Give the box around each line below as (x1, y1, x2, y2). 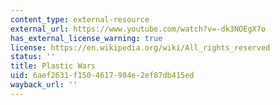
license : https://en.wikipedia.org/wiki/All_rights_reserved (10, 42, 271, 53)
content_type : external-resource (10, 14, 150, 25)
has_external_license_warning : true (10, 33, 163, 43)
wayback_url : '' (10, 80, 78, 90)
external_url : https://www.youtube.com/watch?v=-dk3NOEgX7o (10, 24, 267, 34)
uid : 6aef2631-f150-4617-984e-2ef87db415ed (10, 71, 195, 81)
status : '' (10, 52, 56, 62)
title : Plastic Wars (10, 61, 97, 71)
